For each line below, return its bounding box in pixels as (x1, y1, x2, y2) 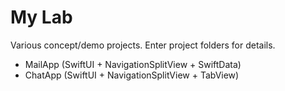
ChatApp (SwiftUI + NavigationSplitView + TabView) (24, 69, 240, 81)
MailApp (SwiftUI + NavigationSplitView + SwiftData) (24, 58, 242, 70)
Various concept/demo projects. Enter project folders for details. (10, 39, 276, 51)
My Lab (10, 6, 73, 29)
